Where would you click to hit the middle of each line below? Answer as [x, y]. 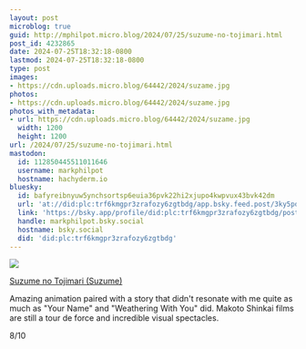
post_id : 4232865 [42, 43]
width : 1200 [41, 128]
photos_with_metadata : [52, 111]
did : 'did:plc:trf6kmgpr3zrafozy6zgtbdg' [97, 238]
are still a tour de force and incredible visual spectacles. [114, 318]
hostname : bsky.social [61, 230]
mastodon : [28, 153]
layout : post [34, 18]
